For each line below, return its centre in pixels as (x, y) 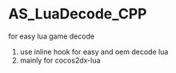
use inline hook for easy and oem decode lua (94, 51)
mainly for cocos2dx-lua (60, 60)
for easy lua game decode (51, 36)
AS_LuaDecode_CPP (78, 14)
